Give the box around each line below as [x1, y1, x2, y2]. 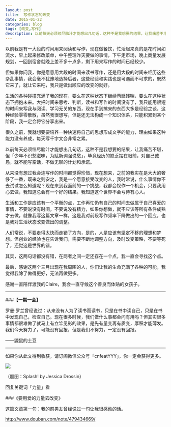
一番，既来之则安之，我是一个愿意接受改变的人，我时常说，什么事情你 [14, 176, 161, 182]
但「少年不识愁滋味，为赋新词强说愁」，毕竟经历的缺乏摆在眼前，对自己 [5, 153, 155, 158]
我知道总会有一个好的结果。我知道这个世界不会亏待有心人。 [22, 189, 148, 195]
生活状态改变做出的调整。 [18, 219, 72, 224]
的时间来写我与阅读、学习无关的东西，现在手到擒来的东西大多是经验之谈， [5, 105, 161, 111]
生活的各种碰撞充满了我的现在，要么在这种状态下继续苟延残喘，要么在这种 [5, 93, 161, 99]
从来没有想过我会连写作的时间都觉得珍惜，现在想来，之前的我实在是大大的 [5, 170, 161, 176]
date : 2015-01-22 [5, 17, 42, 22]
